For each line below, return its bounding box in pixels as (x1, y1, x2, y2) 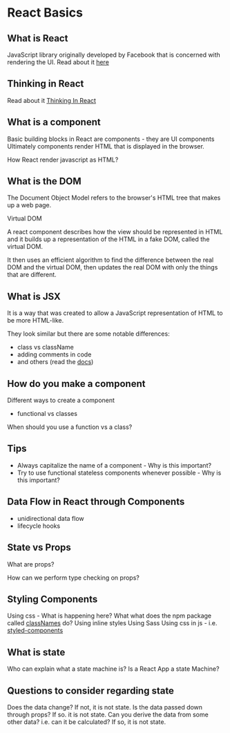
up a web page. (7, 201, 52, 209)
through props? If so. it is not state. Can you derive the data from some (7, 710, 209, 718)
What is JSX (7, 290, 61, 302)
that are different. (7, 271, 57, 279)
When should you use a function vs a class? (7, 423, 133, 431)
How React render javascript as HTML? (7, 155, 119, 164)
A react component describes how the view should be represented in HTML (7, 228, 223, 236)
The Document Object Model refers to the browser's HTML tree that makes (7, 193, 221, 202)
